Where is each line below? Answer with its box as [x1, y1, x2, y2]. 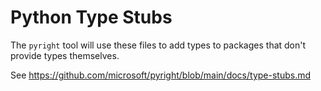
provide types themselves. [10, 49, 120, 61]
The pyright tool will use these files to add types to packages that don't [10, 39, 307, 51]
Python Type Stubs [10, 6, 173, 29]
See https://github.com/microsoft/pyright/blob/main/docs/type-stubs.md [10, 69, 312, 81]
